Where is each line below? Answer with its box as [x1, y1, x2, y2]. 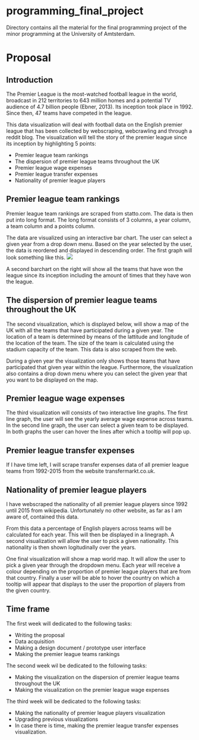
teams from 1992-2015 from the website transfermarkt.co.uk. [6, 467, 156, 474]
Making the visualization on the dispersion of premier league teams [14, 673, 180, 680]
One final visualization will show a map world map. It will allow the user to [6, 555, 186, 562]
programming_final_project [6, 4, 144, 18]
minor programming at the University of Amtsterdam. [6, 30, 135, 37]
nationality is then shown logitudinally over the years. [6, 544, 137, 551]
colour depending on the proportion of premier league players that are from [6, 568, 191, 575]
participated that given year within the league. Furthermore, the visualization [6, 363, 193, 370]
